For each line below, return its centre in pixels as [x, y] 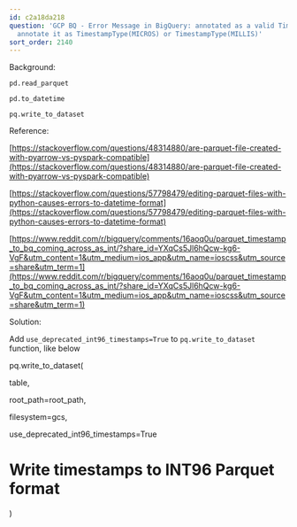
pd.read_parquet [39, 84]
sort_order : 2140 [41, 42]
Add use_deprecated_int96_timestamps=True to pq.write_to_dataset [133, 339]
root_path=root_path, [48, 400]
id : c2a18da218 [37, 17]
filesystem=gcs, [38, 417]
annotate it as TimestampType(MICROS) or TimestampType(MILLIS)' [140, 34]
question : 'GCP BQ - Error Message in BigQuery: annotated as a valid [142, 26]
